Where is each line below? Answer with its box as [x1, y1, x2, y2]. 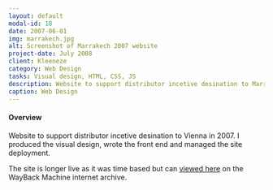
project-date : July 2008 [8, 50, 93, 58]
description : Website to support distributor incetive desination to [8, 80, 249, 88]
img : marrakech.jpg [8, 34, 75, 43]
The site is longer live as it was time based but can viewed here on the [8, 163, 244, 173]
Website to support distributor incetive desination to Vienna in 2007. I [8, 131, 240, 140]
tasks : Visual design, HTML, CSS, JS [8, 72, 136, 80]
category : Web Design [8, 65, 82, 73]
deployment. [8, 148, 50, 158]
